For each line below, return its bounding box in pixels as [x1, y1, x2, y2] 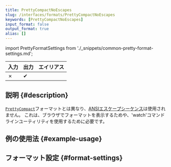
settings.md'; [5, 50, 33, 57]
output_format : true [5, 26, 50, 32]
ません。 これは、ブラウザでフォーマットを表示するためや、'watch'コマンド [5, 112, 165, 118]
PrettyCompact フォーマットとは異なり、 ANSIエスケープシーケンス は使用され [5, 105, 166, 112]
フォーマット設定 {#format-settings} [5, 153, 123, 162]
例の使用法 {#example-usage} [5, 134, 102, 143]
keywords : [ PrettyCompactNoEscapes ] [5, 17, 83, 22]
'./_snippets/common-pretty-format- [77, 45, 154, 51]
